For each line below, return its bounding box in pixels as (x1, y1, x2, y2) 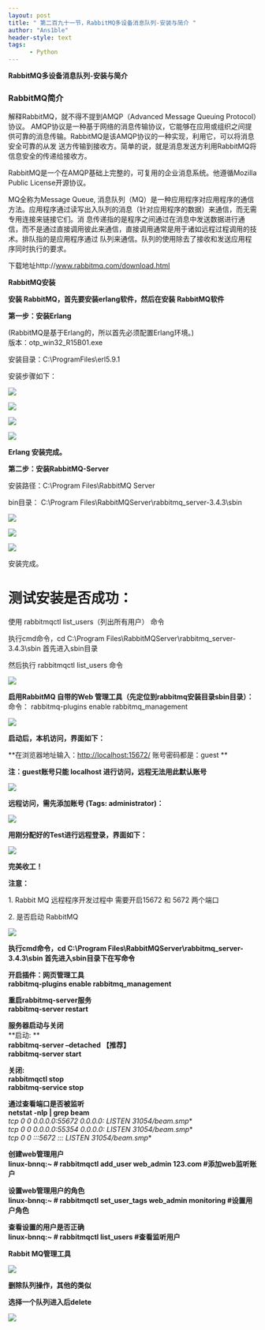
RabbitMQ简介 (8, 92, 64, 103)
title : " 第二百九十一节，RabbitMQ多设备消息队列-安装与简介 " (8, 19, 197, 27)
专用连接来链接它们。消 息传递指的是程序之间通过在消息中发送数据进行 (8, 215, 238, 224)
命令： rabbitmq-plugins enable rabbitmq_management (8, 702, 188, 711)
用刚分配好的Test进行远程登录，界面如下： (8, 830, 147, 840)
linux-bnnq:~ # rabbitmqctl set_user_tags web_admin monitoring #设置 (8, 1196, 246, 1205)
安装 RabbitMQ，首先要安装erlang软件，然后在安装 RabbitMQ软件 (8, 294, 225, 304)
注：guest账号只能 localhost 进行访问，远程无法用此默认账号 (8, 767, 207, 777)
